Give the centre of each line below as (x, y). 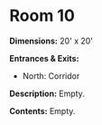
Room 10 (42, 16)
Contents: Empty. (42, 111)
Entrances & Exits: (44, 58)
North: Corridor (51, 76)
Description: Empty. (47, 93)
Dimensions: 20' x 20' (51, 41)
